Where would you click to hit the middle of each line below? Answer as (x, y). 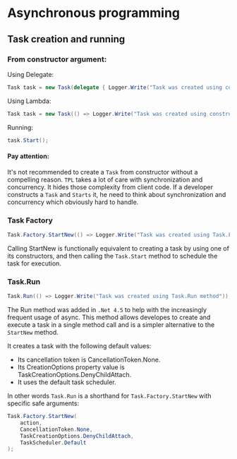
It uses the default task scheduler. (67, 382)
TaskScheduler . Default (53, 443)
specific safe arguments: (43, 403)
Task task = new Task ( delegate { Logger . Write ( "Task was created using (115, 87)
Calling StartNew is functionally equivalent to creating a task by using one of (118, 248)
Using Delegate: (31, 74)
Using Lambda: (29, 101)
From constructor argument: (57, 59)
